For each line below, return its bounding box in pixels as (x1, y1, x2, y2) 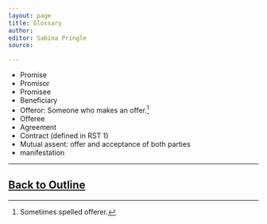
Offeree (19, 113, 45, 124)
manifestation (19, 147, 65, 157)
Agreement (19, 122, 57, 132)
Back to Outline (8, 179, 86, 192)
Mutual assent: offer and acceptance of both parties (19, 139, 191, 148)
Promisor (19, 79, 50, 88)
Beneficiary (19, 96, 58, 105)
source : (8, 41, 34, 49)
